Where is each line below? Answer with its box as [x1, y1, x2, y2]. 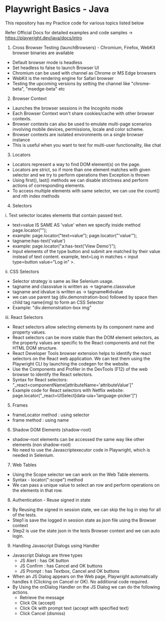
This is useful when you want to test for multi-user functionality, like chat [12, 142, 161, 148]
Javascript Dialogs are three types [12, 552, 83, 558]
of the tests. [12, 512, 37, 518]
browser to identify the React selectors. [12, 371, 93, 377]
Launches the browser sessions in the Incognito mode [12, 105, 123, 111]
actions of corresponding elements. [12, 182, 85, 188]
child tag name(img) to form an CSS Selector [12, 299, 104, 305]
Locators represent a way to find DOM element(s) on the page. [12, 161, 141, 167]
